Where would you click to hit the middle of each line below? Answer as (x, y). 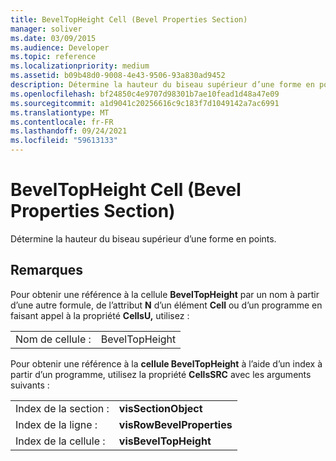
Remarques (47, 270)
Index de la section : (62, 408)
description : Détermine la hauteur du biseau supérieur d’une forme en (162, 85)
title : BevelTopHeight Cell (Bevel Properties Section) (129, 19)
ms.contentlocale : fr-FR (62, 122)
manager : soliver (46, 29)
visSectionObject (160, 408)
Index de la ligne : (56, 424)
